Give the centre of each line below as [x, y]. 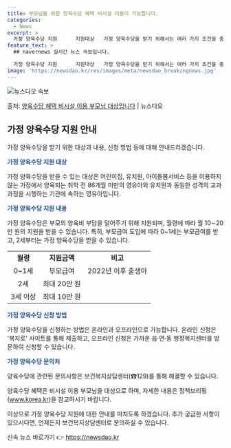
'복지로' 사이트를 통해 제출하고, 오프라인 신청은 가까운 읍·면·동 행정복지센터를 [110, 339]
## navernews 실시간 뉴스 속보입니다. [62, 52]
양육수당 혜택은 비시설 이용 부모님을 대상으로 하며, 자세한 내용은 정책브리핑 [107, 391]
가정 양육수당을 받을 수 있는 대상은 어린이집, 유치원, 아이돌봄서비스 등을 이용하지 [114, 177]
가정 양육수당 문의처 [34, 361]
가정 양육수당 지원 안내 [52, 130]
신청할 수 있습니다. [50, 347]
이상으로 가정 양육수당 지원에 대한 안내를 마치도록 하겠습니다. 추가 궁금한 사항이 [113, 414]
